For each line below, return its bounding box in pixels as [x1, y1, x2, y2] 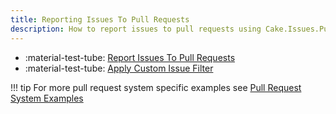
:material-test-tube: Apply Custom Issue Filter [24, 62, 214, 74]
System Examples [10, 92, 84, 104]
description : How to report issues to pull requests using [10, 24, 262, 34]
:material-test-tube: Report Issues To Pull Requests [24, 51, 236, 63]
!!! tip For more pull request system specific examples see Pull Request [10, 81, 302, 93]
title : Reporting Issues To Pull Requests [10, 14, 190, 25]
